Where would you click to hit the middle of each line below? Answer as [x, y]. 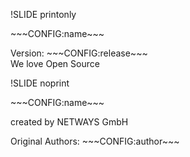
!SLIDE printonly [43, 14]
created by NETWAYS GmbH [69, 122]
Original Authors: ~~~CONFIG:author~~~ [95, 141]
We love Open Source [55, 63]
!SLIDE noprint [40, 83]
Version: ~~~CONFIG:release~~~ [79, 53]
